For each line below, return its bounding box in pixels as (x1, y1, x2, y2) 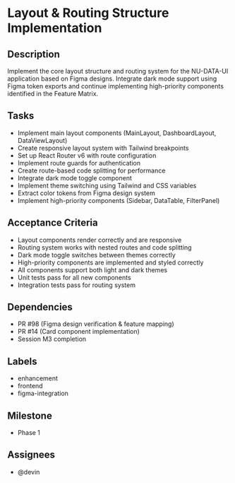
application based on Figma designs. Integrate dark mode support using (7, 74, 217, 83)
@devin (17, 467, 40, 476)
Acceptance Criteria (7, 217, 98, 229)
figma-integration (17, 389, 69, 397)
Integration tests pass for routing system (17, 281, 136, 289)
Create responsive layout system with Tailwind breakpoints (17, 144, 189, 152)
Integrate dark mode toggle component (17, 173, 132, 182)
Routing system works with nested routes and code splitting (17, 243, 192, 252)
